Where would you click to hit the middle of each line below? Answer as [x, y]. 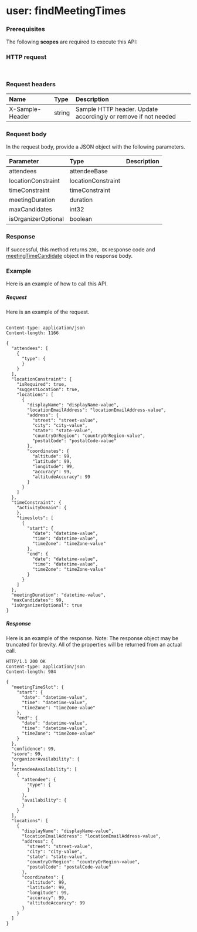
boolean [81, 219]
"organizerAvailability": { [46, 759]
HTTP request [26, 57]
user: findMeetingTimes [66, 11]
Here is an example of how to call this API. [57, 284]
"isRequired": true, [42, 384]
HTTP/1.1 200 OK [26, 661]
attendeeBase [89, 171]
